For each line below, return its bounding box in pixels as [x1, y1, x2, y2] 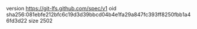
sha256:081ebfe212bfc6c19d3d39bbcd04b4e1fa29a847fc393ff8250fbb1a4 [6, 11, 191, 18]
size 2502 [28, 17, 53, 24]
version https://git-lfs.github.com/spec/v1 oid [6, 5, 117, 12]
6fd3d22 [6, 17, 28, 24]
